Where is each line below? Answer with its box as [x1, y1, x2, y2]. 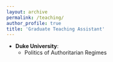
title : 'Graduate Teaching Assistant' [6, 26, 105, 32]
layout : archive [6, 9, 48, 15]
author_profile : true [6, 20, 62, 26]
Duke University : [15, 43, 59, 50]
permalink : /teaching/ [6, 15, 64, 21]
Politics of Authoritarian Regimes [24, 49, 107, 57]
